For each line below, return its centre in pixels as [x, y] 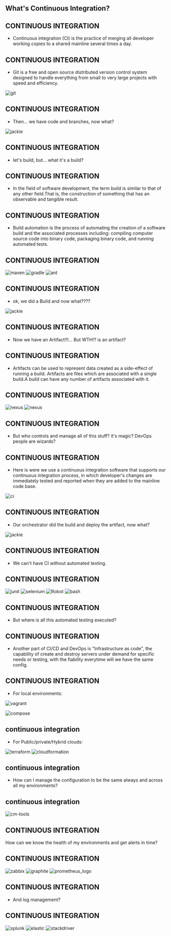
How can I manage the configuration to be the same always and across [88, 780]
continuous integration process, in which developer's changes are [82, 475]
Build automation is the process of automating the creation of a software [89, 228]
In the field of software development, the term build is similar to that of [87, 188]
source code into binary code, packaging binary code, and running [83, 239]
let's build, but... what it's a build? [48, 160]
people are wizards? [34, 441]
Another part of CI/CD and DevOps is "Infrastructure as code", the [82, 649]
